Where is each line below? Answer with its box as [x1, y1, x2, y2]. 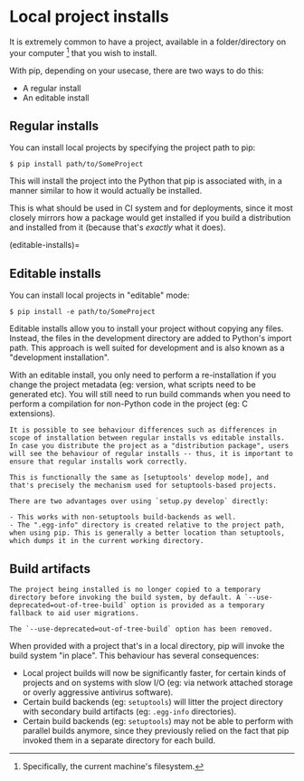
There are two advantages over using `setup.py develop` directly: [9, 497, 270, 506]
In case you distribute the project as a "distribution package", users [9, 442, 290, 451]
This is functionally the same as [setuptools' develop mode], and [9, 473, 270, 482]
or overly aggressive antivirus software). [22, 687, 174, 698]
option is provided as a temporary [130, 601, 265, 610]
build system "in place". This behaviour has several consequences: [9, 650, 260, 662]
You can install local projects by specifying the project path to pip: [9, 142, 256, 153]
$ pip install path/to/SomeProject [9, 160, 144, 169]
